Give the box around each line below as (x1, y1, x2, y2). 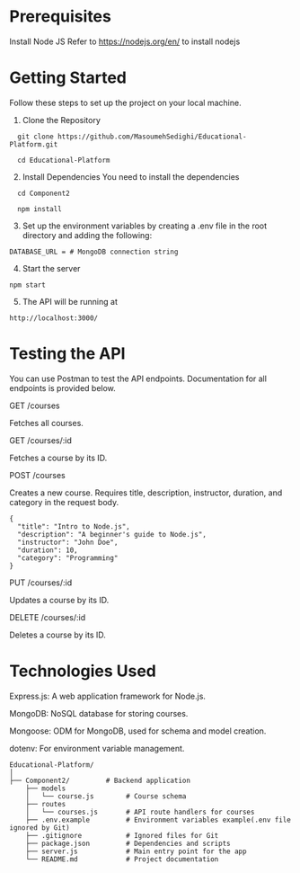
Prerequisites (9, 6, 112, 27)
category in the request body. (9, 496, 119, 507)
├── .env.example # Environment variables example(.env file (25, 815, 292, 824)
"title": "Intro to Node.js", (17, 521, 130, 531)
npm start (9, 281, 47, 290)
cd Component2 (17, 189, 70, 198)
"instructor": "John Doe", (17, 538, 119, 547)
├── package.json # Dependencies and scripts (25, 839, 231, 848)
